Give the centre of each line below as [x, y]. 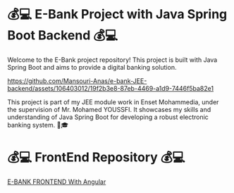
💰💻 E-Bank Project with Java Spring [117, 14]
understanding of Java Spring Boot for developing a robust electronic [108, 117]
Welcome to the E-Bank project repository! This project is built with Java [112, 60]
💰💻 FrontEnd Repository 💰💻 [96, 157]
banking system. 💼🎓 [38, 125]
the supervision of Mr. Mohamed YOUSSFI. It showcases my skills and [109, 109]
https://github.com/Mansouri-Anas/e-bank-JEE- [77, 81]
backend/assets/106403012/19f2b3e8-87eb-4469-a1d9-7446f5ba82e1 [110, 88]
